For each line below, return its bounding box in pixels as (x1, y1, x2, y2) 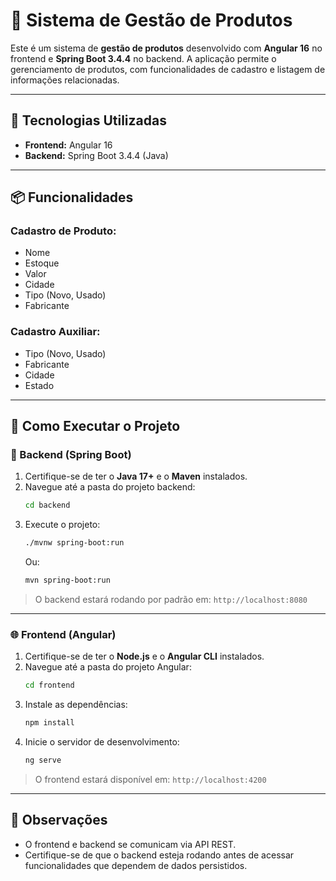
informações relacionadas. (10, 74, 120, 86)
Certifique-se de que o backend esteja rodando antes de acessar (24, 849, 295, 861)
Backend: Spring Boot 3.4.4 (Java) (24, 149, 169, 161)
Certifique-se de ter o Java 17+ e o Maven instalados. (24, 470, 248, 483)
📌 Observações (10, 812, 108, 829)
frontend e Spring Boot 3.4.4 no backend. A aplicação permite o (10, 52, 277, 64)
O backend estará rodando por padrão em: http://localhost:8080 (34, 594, 308, 606)
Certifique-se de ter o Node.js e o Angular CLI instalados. (24, 650, 265, 663)
